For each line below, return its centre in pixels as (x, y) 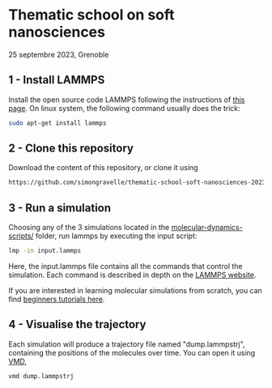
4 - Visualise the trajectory (77, 324)
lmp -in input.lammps (45, 251)
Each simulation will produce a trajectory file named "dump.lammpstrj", (127, 344)
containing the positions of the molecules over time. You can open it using (132, 352)
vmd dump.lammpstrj (41, 376)
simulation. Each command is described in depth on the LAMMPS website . (132, 275)
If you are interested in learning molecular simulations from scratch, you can (136, 290)
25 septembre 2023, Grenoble (59, 54)
